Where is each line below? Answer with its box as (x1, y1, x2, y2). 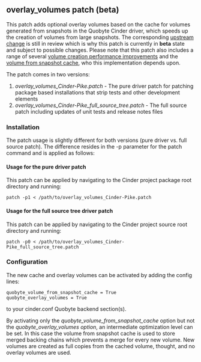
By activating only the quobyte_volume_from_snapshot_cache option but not (6, 317, 195, 324)
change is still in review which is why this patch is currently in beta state (6, 40, 185, 47)
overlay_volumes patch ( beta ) (6, 5, 119, 15)
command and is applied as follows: (6, 150, 95, 157)
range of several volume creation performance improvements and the (6, 52, 178, 60)
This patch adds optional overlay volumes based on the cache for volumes (6, 20, 191, 28)
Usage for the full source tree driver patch (6, 207, 113, 214)
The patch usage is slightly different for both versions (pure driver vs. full (6, 137, 187, 144)
